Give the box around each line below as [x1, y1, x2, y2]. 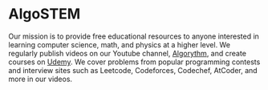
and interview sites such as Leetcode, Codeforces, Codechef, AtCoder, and [8, 65, 258, 75]
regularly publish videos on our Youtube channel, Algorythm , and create [8, 48, 247, 58]
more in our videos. [8, 74, 73, 84]
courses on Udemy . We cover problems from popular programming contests [8, 57, 261, 67]
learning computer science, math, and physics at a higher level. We [8, 39, 231, 49]
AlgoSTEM [8, 5, 81, 23]
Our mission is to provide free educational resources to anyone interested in [8, 31, 259, 41]
